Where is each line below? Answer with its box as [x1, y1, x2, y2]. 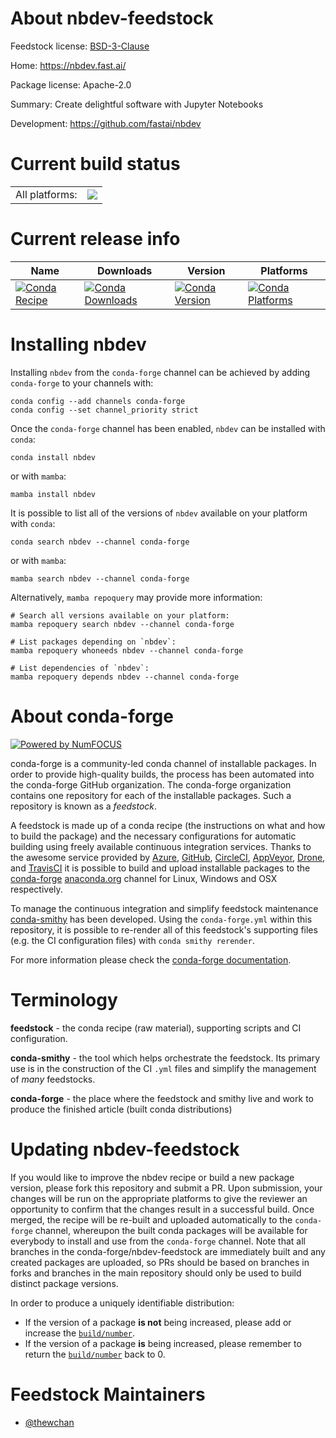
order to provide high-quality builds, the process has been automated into [10, 768, 315, 780]
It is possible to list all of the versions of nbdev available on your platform [10, 507, 308, 519]
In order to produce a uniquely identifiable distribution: [10, 1297, 235, 1309]
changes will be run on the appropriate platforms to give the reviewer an [10, 1192, 308, 1204]
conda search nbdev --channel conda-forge [10, 537, 190, 547]
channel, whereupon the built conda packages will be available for [34, 1224, 308, 1236]
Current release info [10, 228, 181, 251]
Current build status [10, 153, 181, 176]
